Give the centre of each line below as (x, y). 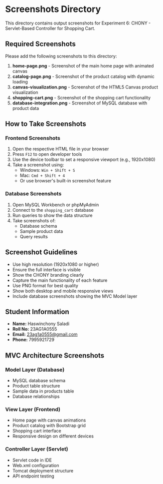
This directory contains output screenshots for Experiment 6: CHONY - (78, 23)
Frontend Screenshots (33, 138)
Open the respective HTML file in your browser (61, 149)
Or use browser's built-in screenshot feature (65, 181)
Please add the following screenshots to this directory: (61, 56)
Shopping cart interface (37, 431)
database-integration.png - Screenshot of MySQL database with (80, 103)
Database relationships (36, 397)
